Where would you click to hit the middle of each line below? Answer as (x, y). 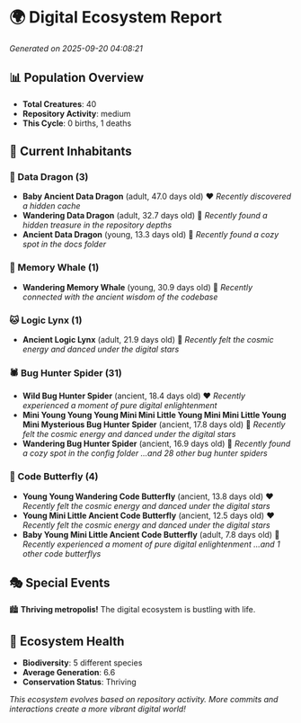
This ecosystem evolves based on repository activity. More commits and (144, 700)
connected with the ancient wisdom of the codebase (120, 297)
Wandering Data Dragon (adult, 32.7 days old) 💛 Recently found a (145, 216)
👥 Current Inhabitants (71, 152)
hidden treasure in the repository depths (97, 225)
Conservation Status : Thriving (79, 682)
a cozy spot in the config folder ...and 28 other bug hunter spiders (145, 453)
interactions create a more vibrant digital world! (97, 709)
